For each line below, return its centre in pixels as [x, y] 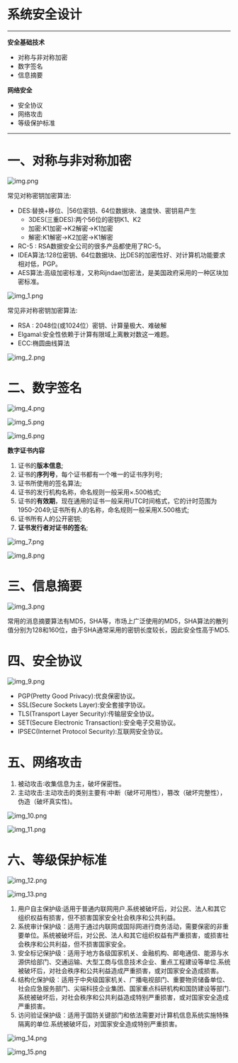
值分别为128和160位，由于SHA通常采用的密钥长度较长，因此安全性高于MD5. [119, 630]
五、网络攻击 [45, 762]
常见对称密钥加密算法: [40, 195]
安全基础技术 [26, 42]
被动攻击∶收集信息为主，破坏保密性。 [71, 784]
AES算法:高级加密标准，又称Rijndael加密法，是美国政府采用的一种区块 [120, 272]
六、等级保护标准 [57, 860]
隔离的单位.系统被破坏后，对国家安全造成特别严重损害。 [99, 1024]
